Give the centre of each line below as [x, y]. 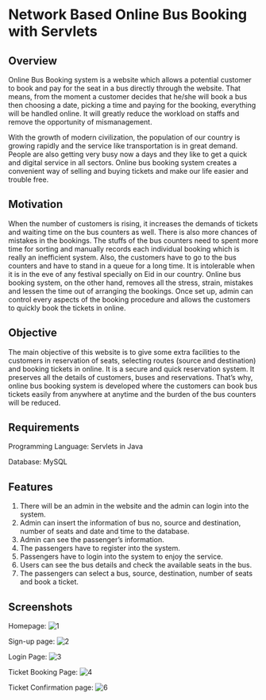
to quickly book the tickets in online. [67, 308]
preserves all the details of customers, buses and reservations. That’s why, [131, 377]
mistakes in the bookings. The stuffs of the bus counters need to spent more [133, 240]
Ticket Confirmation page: [51, 687]
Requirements [44, 427]
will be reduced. [35, 402]
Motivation [36, 204]
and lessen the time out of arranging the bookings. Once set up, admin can [131, 290]
